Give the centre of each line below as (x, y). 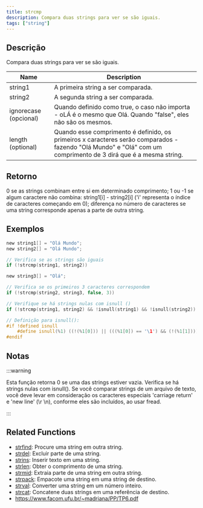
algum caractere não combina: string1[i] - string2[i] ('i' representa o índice (98, 197)
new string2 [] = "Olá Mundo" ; (44, 249)
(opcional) (24, 119)
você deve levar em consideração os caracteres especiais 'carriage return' (100, 395)
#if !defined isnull (32, 326)
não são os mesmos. (83, 122)
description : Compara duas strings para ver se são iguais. (84, 18)
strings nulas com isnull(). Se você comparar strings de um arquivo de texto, (101, 389)
